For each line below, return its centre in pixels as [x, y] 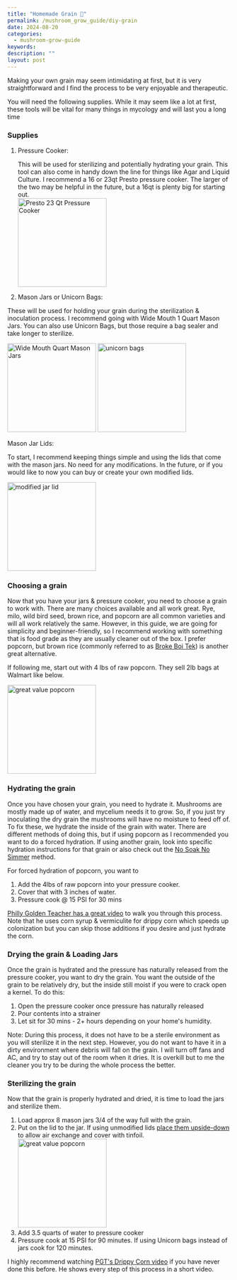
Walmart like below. [36, 675]
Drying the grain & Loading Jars [63, 954]
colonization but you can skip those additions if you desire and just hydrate [117, 928]
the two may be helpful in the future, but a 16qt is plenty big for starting [121, 187]
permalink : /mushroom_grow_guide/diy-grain [73, 21]
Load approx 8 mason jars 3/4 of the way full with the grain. [105, 1120]
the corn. [21, 936]
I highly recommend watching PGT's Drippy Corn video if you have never [114, 1262]
